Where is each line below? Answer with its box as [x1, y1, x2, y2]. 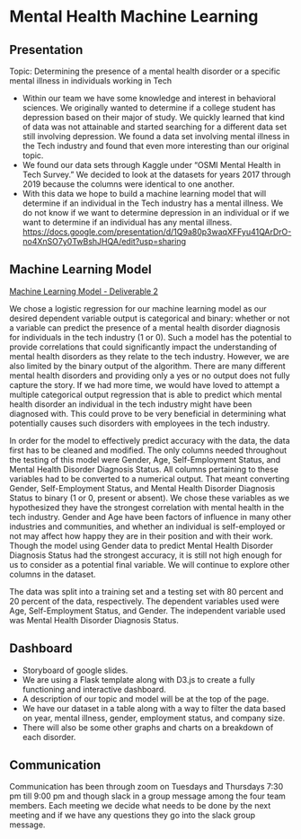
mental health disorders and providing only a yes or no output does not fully [9, 370, 290, 381]
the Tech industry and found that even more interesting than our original [22, 141, 289, 151]
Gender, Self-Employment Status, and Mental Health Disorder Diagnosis [9, 482, 276, 493]
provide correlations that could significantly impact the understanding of [9, 341, 278, 352]
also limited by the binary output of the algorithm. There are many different [9, 360, 286, 371]
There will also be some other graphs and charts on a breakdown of [22, 721, 274, 733]
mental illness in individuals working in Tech [9, 75, 173, 86]
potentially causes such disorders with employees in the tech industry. [9, 418, 270, 428]
